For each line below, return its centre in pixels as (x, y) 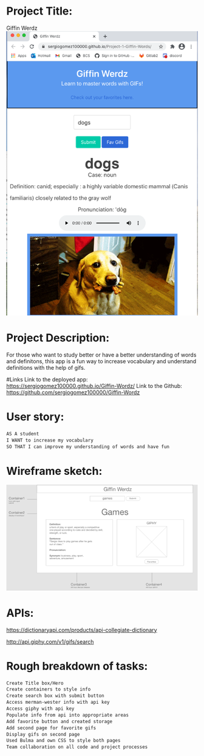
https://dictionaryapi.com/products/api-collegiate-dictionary (82, 630)
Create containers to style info (49, 690)
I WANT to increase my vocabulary (50, 440)
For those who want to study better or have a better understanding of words (101, 355)
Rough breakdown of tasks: (77, 666)
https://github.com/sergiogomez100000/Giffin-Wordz (73, 392)
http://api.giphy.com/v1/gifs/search (50, 641)
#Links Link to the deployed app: (47, 380)
